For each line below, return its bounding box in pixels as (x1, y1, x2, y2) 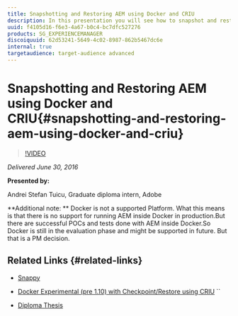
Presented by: (7, 176, 50, 185)
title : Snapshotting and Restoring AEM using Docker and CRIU (7, 10, 195, 18)
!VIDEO (24, 149, 46, 157)
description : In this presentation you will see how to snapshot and (7, 17, 217, 24)
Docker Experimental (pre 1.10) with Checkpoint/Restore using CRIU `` (17, 287, 221, 295)
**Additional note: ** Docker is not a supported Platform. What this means (7, 203, 225, 213)
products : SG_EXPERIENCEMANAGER (7, 30, 103, 38)
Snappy (17, 273, 40, 282)
